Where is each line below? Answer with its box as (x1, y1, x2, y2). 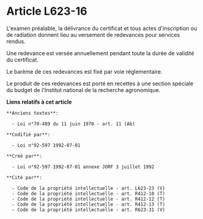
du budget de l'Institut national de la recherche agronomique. (6, 86, 161, 93)
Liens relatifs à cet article (6, 98, 72, 106)
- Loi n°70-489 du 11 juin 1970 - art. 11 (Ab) (12, 121, 136, 127)
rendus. (6, 37, 26, 45)
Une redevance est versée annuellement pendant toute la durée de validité (6, 49, 194, 56)
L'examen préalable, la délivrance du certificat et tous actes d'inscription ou (6, 25, 197, 32)
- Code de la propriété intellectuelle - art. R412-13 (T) (12, 201, 166, 207)
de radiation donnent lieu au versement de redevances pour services (6, 31, 180, 38)
